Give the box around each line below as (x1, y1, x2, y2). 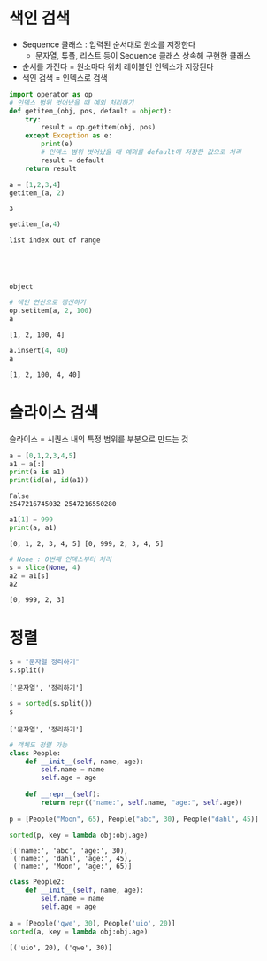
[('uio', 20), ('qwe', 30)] (9, 943, 113, 952)
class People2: (9, 878, 65, 887)
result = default (41, 156, 104, 165)
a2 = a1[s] (9, 571, 50, 581)
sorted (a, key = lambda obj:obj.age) (9, 927, 149, 936)
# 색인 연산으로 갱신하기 (9, 298, 87, 307)
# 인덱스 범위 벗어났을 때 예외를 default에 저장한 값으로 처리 (41, 148, 241, 157)
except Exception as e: (25, 131, 113, 140)
